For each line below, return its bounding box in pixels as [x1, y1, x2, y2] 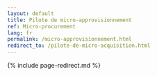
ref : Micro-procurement [7, 23, 76, 30]
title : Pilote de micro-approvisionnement [7, 17, 132, 23]
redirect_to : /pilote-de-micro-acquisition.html [7, 42, 151, 49]
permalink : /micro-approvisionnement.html [7, 36, 132, 43]
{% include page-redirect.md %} [7, 61, 101, 69]
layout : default [7, 10, 54, 17]
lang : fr [7, 29, 33, 37]
